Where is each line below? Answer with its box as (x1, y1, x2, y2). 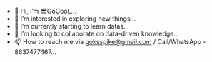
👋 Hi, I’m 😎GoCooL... (14, 7, 77, 15)
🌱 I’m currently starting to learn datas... (14, 22, 129, 30)
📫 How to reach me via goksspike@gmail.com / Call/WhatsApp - (14, 38, 206, 46)
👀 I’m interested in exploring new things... (14, 14, 136, 23)
